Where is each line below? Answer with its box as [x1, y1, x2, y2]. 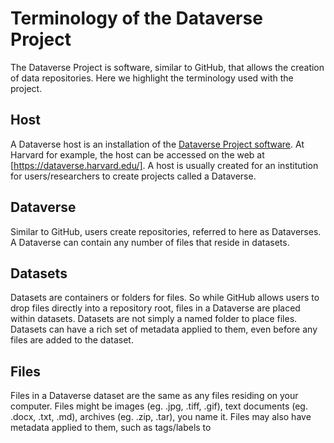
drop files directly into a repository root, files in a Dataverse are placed [10, 302, 301, 314]
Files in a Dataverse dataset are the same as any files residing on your [10, 390, 299, 402]
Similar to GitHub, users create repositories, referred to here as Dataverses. [10, 225, 322, 237]
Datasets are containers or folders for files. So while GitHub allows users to [10, 292, 320, 304]
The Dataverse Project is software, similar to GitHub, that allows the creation [10, 61, 325, 73]
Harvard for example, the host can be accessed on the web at [10, 148, 265, 161]
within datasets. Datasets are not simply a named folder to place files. [10, 313, 298, 325]
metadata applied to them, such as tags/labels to [10, 422, 212, 434]
